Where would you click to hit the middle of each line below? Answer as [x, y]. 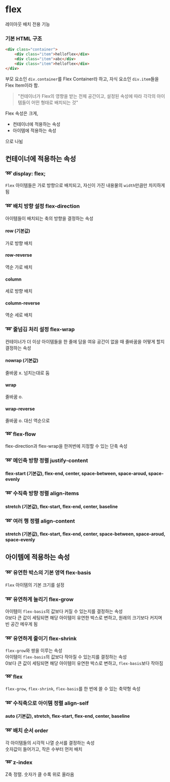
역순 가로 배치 [19, 267]
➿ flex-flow [21, 434]
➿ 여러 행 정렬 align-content [40, 521]
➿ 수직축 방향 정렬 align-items [42, 494]
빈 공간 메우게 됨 [22, 624]
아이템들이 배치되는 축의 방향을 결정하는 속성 [49, 218]
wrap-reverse [20, 409]
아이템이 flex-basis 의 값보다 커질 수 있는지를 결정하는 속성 [64, 611]
